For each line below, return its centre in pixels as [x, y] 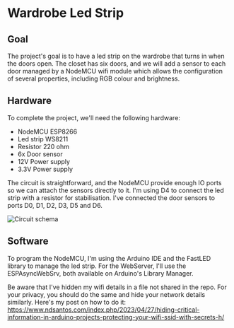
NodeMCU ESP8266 [47, 131]
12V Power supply [44, 161]
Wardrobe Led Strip [66, 13]
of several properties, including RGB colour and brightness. [94, 78]
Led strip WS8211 [43, 139]
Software [28, 241]
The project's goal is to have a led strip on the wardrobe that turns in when [116, 56]
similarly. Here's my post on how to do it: [66, 302]
